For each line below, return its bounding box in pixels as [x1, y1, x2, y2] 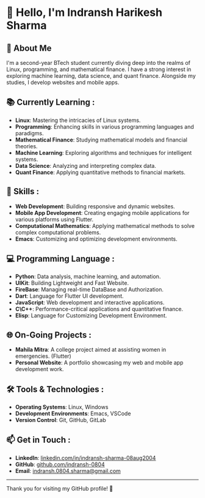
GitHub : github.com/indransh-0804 [15, 461, 105, 468]
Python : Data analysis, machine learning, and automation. [15, 273, 161, 281]
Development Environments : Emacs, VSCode [15, 410, 131, 417]
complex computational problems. [15, 228, 101, 236]
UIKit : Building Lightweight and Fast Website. [15, 279, 129, 287]
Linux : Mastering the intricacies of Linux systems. [15, 116, 141, 124]
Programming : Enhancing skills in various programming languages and [15, 123, 194, 130]
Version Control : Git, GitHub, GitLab [15, 417, 106, 424]
